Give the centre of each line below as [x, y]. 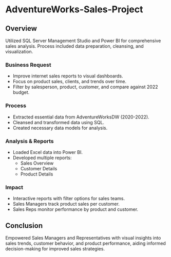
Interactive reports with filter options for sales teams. [69, 199]
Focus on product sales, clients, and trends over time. [70, 82]
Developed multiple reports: [42, 157]
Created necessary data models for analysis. [60, 128]
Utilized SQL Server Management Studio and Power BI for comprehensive [83, 41]
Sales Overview [37, 163]
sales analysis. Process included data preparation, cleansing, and [74, 46]
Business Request [28, 65]
